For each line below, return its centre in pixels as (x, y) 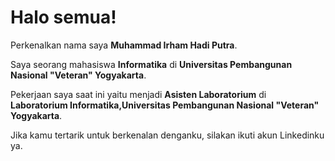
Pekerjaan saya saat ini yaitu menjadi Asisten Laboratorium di (138, 94)
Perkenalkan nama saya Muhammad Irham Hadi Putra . (124, 45)
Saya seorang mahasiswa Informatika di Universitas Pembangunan (151, 64)
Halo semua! (63, 17)
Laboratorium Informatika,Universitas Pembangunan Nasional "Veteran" (165, 105)
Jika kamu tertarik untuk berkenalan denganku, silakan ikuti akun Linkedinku (167, 135)
